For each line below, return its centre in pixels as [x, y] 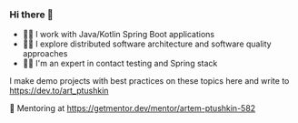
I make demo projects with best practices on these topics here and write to [149, 81]
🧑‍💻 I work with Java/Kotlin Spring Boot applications [119, 35]
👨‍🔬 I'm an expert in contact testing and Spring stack [120, 64]
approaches [45, 54]
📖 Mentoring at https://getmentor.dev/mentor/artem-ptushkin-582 [133, 108]
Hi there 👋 [32, 15]
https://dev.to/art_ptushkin [59, 91]
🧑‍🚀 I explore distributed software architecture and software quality [147, 44]
